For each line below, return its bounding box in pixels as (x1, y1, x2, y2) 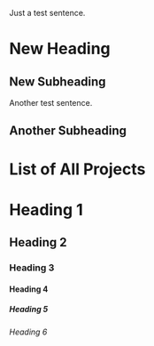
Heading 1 (9, 199, 84, 220)
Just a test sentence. (9, 8, 86, 18)
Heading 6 (9, 326, 48, 337)
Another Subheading (9, 124, 127, 139)
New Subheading (9, 74, 106, 89)
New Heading (9, 39, 111, 59)
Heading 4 (9, 284, 49, 294)
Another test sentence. (9, 98, 93, 108)
